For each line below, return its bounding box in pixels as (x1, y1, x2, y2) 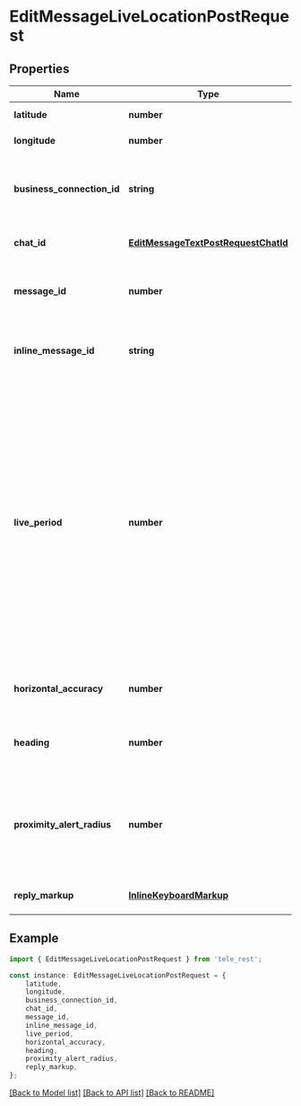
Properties (9, 61, 70, 76)
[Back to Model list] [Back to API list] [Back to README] (9, 1087, 215, 1098)
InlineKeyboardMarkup (128, 889, 228, 901)
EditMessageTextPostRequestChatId (128, 236, 288, 249)
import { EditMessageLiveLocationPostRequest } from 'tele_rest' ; (9, 954, 262, 963)
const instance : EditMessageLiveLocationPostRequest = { (9, 970, 227, 980)
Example (9, 931, 59, 946)
